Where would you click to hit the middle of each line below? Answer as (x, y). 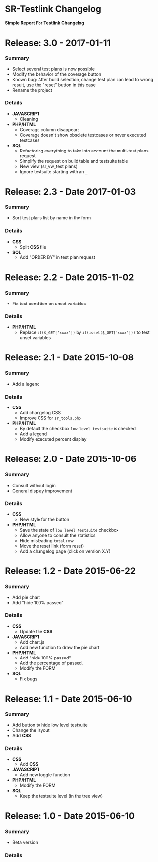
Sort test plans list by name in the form (52, 218)
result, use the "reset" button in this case (54, 85)
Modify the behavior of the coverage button (57, 74)
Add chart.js (32, 642)
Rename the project (32, 90)
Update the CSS (36, 631)
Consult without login (34, 485)
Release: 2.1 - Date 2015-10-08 (70, 358)
